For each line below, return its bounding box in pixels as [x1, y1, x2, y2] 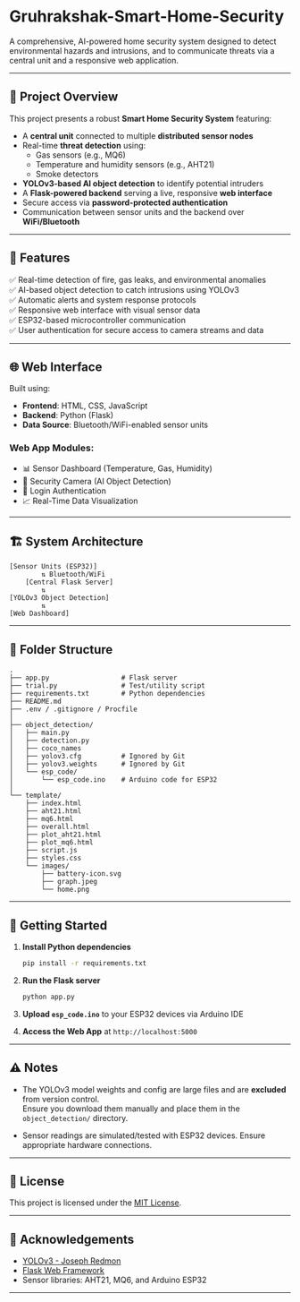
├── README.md [9, 697, 62, 707]
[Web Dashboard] [9, 609, 70, 619]
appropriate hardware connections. [21, 1139, 153, 1150]
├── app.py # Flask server [9, 673, 178, 682]
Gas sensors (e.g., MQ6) [35, 150, 127, 160]
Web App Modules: [9, 441, 95, 454]
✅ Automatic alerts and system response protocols [9, 294, 196, 305]
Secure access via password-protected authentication [21, 197, 229, 208]
